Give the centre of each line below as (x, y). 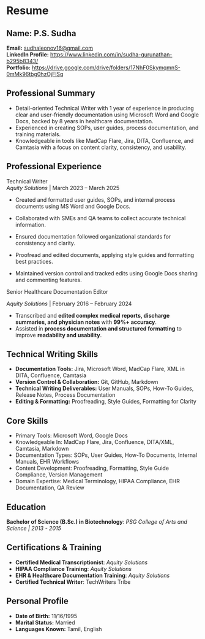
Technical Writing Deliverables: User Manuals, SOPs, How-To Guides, (104, 388)
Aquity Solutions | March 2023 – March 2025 (63, 188)
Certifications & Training (54, 547)
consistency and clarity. (45, 243)
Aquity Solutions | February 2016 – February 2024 (69, 304)
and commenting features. (48, 280)
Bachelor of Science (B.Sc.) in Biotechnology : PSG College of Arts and (97, 522)
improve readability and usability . (58, 335)
